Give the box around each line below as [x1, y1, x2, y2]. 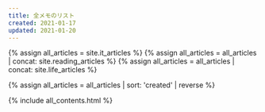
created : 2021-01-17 [8, 19, 77, 27]
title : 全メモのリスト [8, 11, 75, 20]
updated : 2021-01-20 [8, 26, 77, 34]
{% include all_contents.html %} [8, 96, 113, 106]
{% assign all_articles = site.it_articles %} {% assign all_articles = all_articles [8, 48, 257, 58]
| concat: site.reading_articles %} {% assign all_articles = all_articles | [8, 56, 236, 66]
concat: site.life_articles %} [8, 65, 98, 75]
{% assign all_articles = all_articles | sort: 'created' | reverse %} [8, 80, 216, 90]
